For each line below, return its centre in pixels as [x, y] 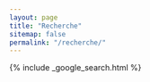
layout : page [34, 17]
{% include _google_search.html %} [75, 68]
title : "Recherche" [46, 26]
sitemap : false [38, 34]
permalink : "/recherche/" [57, 42]
